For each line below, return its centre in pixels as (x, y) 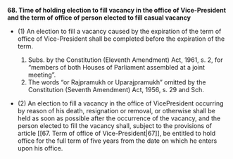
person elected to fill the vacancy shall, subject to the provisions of (115, 126)
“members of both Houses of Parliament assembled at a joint (116, 67)
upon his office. (40, 148)
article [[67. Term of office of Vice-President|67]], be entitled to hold (116, 133)
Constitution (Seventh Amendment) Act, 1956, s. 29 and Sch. (116, 90)
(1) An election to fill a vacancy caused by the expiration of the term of (119, 31)
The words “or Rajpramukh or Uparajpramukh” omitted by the (117, 82)
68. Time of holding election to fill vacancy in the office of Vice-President (117, 10)
